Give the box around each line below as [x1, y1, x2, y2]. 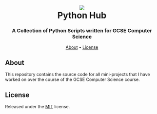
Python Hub [57, 10, 107, 21]
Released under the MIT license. [5, 104, 70, 110]
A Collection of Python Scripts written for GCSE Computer [12, 27, 152, 34]
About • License [65, 44, 98, 50]
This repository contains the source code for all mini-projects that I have [5, 72, 150, 77]
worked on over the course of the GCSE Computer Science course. [5, 76, 140, 82]
